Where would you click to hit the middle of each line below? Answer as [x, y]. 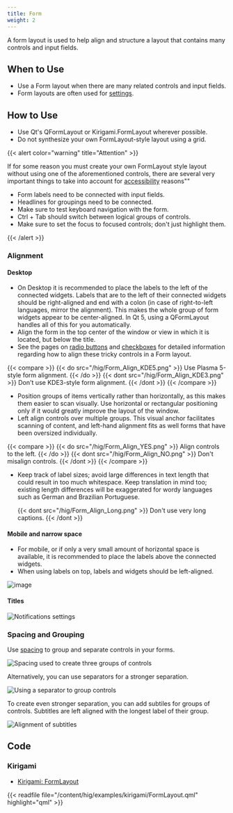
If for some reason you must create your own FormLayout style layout [107, 166]
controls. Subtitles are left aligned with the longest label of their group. [108, 711]
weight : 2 [22, 20]
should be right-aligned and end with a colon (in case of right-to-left [115, 303]
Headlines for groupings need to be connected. [85, 202]
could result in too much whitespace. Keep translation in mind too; [112, 482]
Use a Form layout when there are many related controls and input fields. [122, 86]
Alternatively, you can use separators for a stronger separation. [98, 677]
